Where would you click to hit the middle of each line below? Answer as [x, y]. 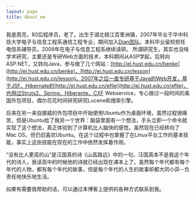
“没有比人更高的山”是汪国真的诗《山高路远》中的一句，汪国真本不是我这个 [95, 154]
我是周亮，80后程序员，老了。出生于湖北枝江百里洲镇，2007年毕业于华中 [95, 34]
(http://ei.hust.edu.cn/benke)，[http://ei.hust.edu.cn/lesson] [78, 71]
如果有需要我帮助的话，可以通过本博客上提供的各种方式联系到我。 [85, 189]
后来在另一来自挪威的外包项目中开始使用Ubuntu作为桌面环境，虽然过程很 [94, 112]
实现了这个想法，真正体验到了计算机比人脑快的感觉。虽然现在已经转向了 [93, 127]
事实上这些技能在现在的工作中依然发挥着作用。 [72, 142]
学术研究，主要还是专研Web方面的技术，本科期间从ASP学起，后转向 [88, 56]
